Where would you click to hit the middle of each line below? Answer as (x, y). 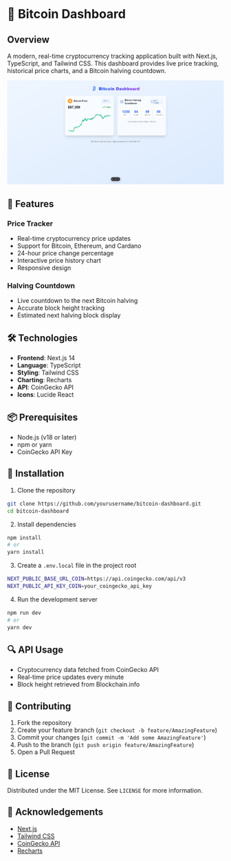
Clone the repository (46, 490)
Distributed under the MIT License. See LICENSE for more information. (105, 791)
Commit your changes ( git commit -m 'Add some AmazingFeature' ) (111, 738)
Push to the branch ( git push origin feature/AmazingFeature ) (106, 745)
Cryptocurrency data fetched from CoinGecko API (88, 670)
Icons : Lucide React (45, 395)
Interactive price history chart (59, 261)
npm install (24, 537)
